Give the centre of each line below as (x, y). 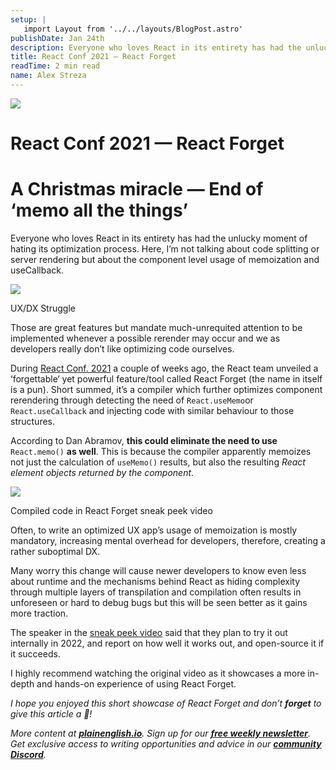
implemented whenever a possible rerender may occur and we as (145, 338)
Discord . (28, 754)
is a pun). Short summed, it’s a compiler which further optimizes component (166, 389)
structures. (32, 421)
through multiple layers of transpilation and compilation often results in (156, 592)
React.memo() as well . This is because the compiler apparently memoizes (161, 451)
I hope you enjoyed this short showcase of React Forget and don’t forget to (166, 703)
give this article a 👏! (51, 714)
